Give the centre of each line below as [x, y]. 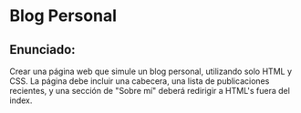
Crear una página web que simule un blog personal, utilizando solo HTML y [151, 71]
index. [21, 100]
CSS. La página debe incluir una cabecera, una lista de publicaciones [140, 81]
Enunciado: [42, 50]
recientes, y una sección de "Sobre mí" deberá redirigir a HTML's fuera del [150, 91]
